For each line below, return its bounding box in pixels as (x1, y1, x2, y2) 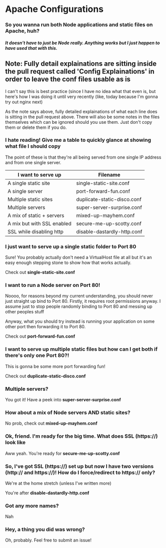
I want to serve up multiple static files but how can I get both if (5, 346, 158, 353)
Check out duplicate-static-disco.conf (5, 373, 86, 379)
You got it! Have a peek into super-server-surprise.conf (5, 397, 121, 402)
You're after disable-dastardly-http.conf (5, 490, 90, 496)
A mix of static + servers (7, 212, 64, 219)
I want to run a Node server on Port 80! (5, 282, 101, 289)
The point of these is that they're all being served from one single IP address (5, 154, 162, 160)
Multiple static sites (7, 195, 53, 202)
